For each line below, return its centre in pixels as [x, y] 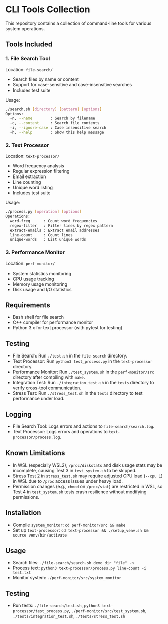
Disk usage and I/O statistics [42, 289]
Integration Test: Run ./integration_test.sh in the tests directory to [83, 383]
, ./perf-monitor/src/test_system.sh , [108, 611]
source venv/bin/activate [39, 535]
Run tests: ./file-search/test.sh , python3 [56, 606]
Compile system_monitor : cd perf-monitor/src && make [69, 525]
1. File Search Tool [28, 59]
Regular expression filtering [41, 171]
